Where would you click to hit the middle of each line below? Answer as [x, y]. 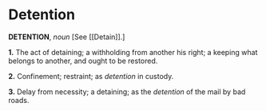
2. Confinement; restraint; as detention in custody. [91, 76]
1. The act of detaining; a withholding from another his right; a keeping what [133, 52]
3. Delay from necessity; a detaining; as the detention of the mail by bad [127, 91]
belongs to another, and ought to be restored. [83, 61]
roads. [19, 100]
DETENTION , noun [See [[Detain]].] [67, 37]
